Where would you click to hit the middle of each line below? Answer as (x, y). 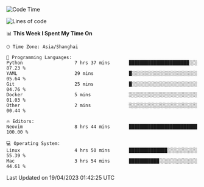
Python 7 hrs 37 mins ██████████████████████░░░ (102, 63)
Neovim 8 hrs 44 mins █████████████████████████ (102, 127)
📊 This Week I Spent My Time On (49, 33)
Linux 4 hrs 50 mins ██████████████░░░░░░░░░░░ (102, 150)
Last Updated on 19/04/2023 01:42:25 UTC (60, 178)
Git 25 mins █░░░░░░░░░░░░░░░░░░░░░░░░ (102, 84)
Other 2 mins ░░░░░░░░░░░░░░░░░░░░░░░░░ (102, 105)
